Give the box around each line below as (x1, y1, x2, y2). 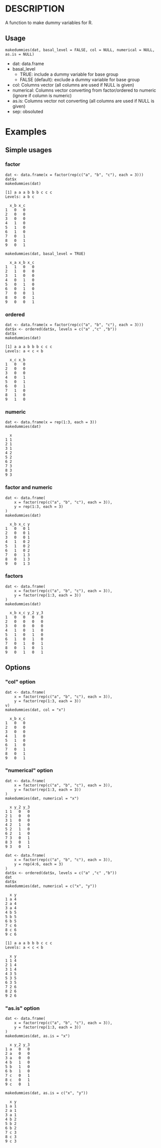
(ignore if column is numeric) (12, 92, 72, 98)
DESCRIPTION (5, 3, 65, 15)
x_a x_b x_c (9, 260, 35, 265)
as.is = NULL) (5, 52, 35, 57)
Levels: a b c (5, 194, 35, 199)
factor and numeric (5, 484, 53, 491)
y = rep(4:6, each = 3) (14, 862, 64, 867)
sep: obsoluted (12, 108, 43, 114)
